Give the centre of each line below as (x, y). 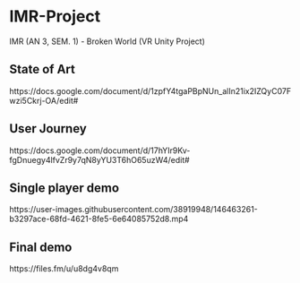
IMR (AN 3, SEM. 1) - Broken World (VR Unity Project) (107, 41)
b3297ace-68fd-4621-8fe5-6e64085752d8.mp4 (99, 219)
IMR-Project (55, 17)
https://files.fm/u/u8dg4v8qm (64, 269)
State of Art (43, 69)
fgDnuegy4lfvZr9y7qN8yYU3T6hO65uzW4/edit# (99, 159)
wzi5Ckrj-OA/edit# (44, 100)
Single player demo (64, 188)
